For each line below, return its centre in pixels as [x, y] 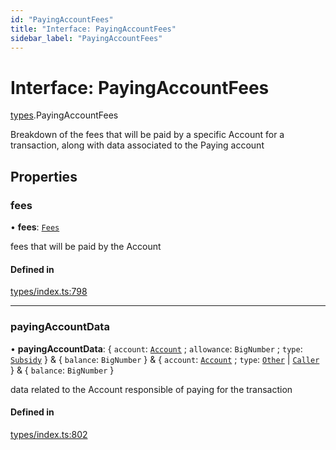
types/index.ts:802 [49, 434]
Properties [44, 176]
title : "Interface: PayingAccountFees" [93, 29]
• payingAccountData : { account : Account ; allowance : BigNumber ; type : [156, 348]
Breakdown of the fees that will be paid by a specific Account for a [147, 135]
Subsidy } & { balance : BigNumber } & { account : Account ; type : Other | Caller [165, 359]
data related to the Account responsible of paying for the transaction [151, 389]
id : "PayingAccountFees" [62, 19]
